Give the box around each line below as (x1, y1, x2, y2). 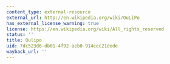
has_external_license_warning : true (6, 20, 99, 26)
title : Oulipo (6, 37, 42, 43)
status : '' (6, 32, 34, 38)
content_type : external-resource (6, 9, 91, 15)
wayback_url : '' (6, 49, 47, 55)
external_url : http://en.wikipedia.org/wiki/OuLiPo (6, 15, 140, 21)
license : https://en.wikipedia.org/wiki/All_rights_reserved (6, 26, 165, 32)
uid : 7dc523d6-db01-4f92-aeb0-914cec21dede (6, 43, 118, 49)
